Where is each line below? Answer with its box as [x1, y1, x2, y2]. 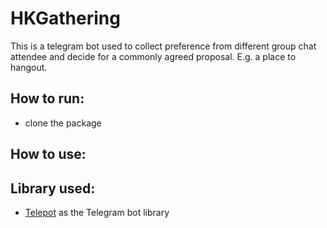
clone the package [24, 117, 102, 129]
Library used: [10, 180, 96, 197]
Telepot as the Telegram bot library [24, 206, 170, 218]
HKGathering [10, 7, 121, 30]
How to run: [10, 90, 85, 107]
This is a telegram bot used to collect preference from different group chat [10, 40, 317, 52]
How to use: [10, 146, 87, 163]
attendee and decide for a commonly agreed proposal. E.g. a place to [10, 50, 297, 62]
